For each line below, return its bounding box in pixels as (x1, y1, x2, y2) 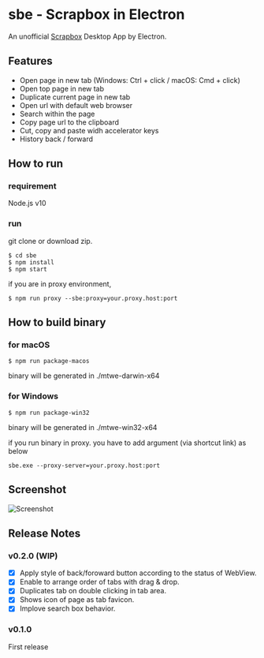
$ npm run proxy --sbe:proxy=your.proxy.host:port (8, 294, 178, 302)
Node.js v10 (8, 199, 46, 208)
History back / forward (19, 134, 93, 144)
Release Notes (8, 526, 81, 540)
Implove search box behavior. (19, 604, 116, 613)
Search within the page (19, 109, 95, 118)
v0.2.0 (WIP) (8, 550, 58, 561)
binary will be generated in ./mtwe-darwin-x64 (8, 371, 160, 380)
